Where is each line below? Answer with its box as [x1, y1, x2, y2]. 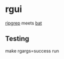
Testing [5, 34, 29, 43]
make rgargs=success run [5, 47, 59, 53]
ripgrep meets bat [5, 20, 42, 26]
